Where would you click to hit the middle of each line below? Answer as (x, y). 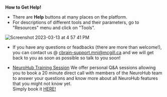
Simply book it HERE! (34, 89)
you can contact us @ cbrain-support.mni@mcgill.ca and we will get (83, 53)
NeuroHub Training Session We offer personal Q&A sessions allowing (84, 68)
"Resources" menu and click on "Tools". (54, 28)
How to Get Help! (23, 7)
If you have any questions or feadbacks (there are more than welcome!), (87, 47)
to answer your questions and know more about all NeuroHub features (85, 78)
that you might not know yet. (42, 83)
